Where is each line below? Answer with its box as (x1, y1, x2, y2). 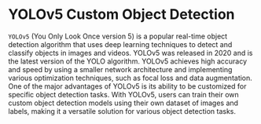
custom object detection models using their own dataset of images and (8, 98, 238, 108)
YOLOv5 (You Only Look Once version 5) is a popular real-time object (8, 31, 228, 41)
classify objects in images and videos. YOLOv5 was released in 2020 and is (8, 48, 253, 57)
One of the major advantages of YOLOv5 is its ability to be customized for (8, 81, 247, 91)
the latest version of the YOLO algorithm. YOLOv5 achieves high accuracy (8, 57, 248, 66)
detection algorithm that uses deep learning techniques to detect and (8, 39, 233, 49)
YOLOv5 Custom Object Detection (8, 5, 235, 24)
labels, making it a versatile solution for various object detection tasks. (8, 106, 236, 115)
